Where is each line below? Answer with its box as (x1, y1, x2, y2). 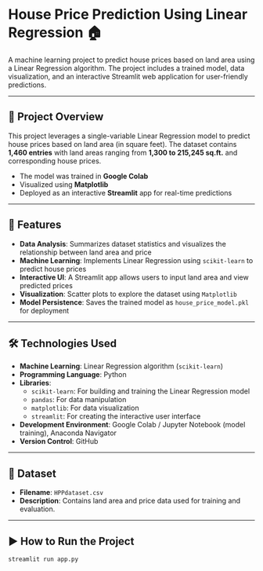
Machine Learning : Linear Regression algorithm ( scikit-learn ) (19, 361, 224, 371)
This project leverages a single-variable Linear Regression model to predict (8, 131, 250, 141)
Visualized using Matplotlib (19, 179, 109, 189)
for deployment (19, 306, 70, 315)
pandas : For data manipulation (31, 395, 127, 404)
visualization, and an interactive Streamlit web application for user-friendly (8, 71, 248, 81)
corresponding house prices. (8, 156, 102, 166)
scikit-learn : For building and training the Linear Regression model (31, 386, 250, 396)
